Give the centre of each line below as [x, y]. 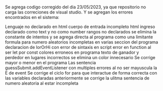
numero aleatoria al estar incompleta [42, 83]
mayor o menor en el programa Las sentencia [51, 63]
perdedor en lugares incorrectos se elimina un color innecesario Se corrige [80, 57]
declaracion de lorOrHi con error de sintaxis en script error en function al [78, 47]
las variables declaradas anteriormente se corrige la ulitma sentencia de [77, 78]
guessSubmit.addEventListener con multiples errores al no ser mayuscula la [81, 68]
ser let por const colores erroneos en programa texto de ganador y [72, 52]
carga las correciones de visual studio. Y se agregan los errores [69, 12]
